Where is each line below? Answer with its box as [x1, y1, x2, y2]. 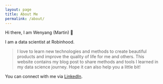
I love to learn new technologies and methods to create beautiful [17, 48, 147, 54]
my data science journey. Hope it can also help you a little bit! [17, 64, 141, 70]
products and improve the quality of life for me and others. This [17, 54, 144, 60]
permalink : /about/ [5, 16, 45, 21]
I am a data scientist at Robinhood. [5, 39, 75, 45]
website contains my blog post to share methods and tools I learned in [17, 59, 159, 65]
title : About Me [5, 12, 38, 17]
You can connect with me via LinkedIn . [5, 74, 83, 80]
